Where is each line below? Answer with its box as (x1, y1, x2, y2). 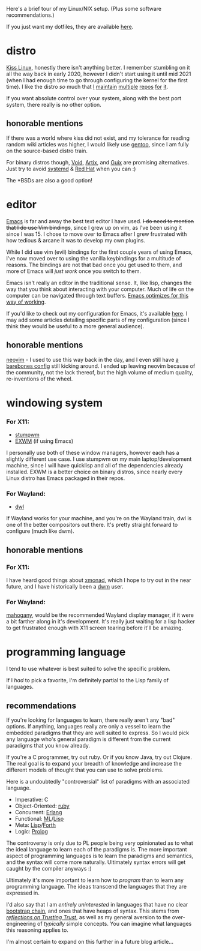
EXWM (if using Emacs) (14, 437, 74, 445)
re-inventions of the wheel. (6, 375, 73, 382)
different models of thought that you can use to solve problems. (6, 766, 164, 773)
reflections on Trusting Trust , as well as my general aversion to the (6, 914, 171, 921)
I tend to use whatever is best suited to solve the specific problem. (6, 665, 171, 673)
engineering (6, 920, 36, 928)
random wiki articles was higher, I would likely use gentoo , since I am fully (6, 140, 189, 148)
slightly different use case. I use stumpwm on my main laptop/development (6, 455, 192, 463)
